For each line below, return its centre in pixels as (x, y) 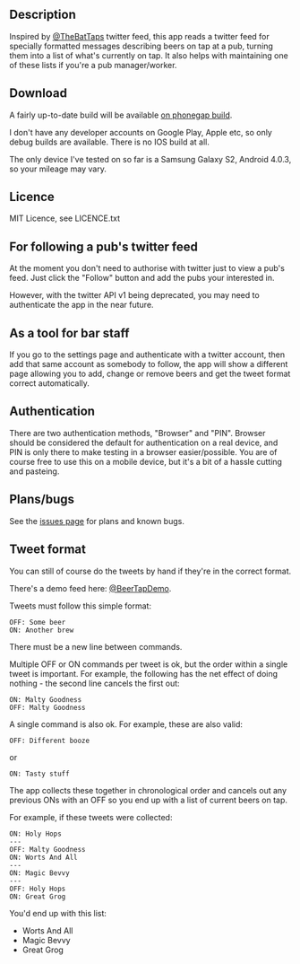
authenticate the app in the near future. (81, 305)
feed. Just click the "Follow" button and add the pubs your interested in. (142, 278)
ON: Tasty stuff (39, 774)
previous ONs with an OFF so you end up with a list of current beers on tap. (149, 800)
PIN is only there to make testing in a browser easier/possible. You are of (143, 451)
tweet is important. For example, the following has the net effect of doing (144, 673)
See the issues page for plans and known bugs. (97, 521)
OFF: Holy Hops (38, 889)
